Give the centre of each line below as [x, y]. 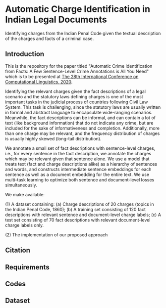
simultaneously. [21, 185]
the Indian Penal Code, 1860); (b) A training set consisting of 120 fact [76, 209]
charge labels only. [24, 225]
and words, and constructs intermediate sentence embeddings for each [78, 169]
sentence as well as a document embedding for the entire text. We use [77, 175]
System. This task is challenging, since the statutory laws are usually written [83, 107]
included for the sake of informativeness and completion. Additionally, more [83, 128]
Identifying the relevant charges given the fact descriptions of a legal [76, 91]
